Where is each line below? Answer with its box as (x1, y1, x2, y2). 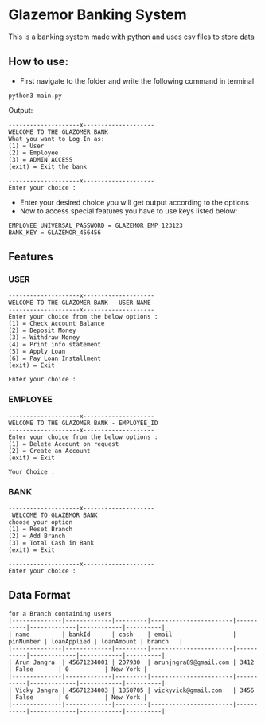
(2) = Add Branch (8, 532, 66, 541)
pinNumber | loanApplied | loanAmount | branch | (8, 637, 183, 646)
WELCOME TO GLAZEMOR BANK (11, 511, 98, 519)
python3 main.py (8, 92, 62, 100)
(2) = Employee (8, 149, 59, 157)
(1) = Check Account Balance (8, 320, 105, 328)
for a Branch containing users (8, 609, 112, 618)
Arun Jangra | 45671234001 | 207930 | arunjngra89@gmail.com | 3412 (15, 659, 255, 666)
